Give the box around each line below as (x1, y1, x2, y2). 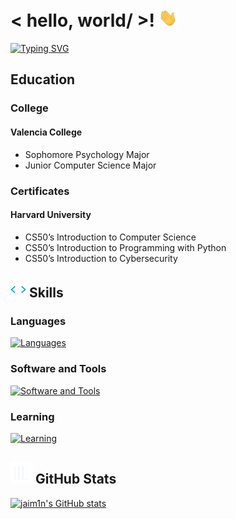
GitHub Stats (34, 471, 117, 488)
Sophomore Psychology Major (24, 148, 150, 160)
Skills (28, 284, 64, 302)
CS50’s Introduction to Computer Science (24, 231, 197, 243)
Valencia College (10, 126, 83, 138)
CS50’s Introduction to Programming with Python (24, 241, 227, 253)
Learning (10, 409, 55, 423)
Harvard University (10, 209, 92, 221)
